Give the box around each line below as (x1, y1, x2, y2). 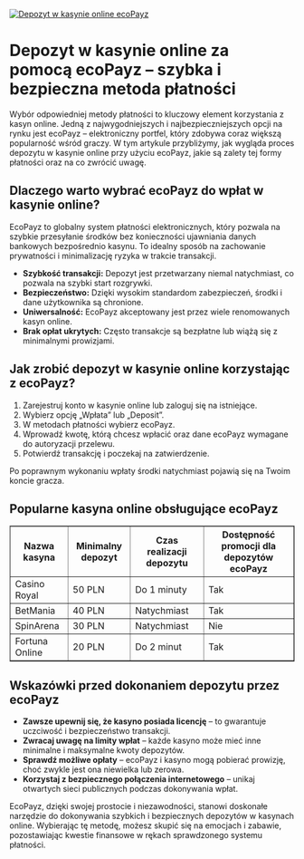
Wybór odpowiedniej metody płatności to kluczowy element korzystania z (9, 109, 285, 120)
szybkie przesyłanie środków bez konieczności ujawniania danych (9, 231, 257, 242)
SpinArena (14, 620, 60, 632)
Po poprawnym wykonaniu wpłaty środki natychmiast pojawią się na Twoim (9, 465, 291, 476)
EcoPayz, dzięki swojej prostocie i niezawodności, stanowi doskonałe (9, 801, 269, 812)
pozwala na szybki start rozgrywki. (22, 277, 153, 288)
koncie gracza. (9, 475, 65, 486)
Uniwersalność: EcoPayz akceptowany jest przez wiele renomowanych (22, 306, 290, 317)
